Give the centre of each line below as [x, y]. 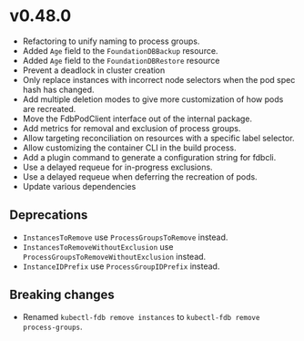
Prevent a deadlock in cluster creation [94, 70]
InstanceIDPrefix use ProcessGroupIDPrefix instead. [121, 266]
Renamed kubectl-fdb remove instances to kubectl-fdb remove [141, 316]
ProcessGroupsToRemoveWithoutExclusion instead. [114, 256]
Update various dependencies [79, 186]
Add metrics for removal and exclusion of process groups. [132, 128]
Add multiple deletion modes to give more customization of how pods [153, 99]
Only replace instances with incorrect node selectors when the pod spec [159, 79]
